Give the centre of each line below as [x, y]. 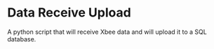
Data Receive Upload [69, 13]
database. [22, 39]
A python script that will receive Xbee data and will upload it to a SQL [107, 32]
